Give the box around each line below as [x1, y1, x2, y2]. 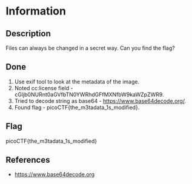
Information [5, 4, 66, 18]
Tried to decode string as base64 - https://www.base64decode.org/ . [14, 97, 187, 104]
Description [5, 28, 51, 39]
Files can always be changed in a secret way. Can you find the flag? [5, 44, 175, 51]
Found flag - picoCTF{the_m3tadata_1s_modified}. [14, 103, 140, 111]
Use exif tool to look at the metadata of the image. [14, 77, 140, 85]
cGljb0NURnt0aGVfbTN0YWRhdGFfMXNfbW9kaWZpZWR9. [14, 91, 164, 98]
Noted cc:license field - [14, 84, 73, 91]
